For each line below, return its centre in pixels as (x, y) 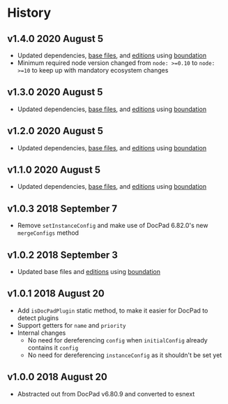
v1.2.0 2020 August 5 (55, 131)
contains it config (53, 347)
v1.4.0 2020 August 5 (55, 39)
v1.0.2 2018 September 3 (63, 255)
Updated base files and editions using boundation (89, 272)
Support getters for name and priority (72, 325)
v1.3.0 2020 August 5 (55, 92)
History (29, 13)
